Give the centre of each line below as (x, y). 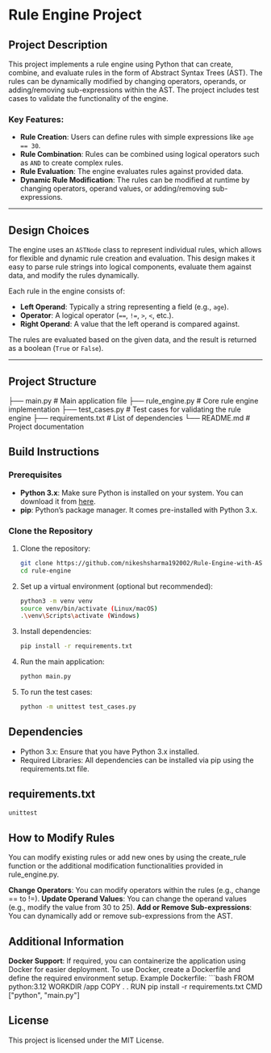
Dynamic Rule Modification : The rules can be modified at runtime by (135, 180)
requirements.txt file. (55, 768)
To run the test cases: (56, 692)
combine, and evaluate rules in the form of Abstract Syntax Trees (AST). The (135, 73)
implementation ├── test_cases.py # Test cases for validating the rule (125, 409)
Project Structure (52, 381)
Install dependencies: (56, 632)
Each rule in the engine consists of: (67, 291)
